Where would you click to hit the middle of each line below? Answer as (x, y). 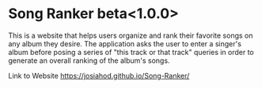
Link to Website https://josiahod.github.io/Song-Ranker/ (99, 75)
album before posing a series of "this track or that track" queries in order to (131, 52)
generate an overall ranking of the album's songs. (89, 60)
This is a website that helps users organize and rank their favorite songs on (131, 35)
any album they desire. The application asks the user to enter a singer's (125, 43)
